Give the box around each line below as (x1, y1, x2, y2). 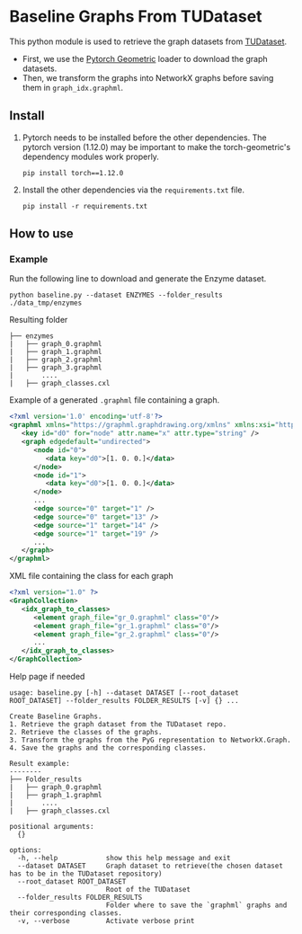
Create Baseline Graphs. (9, 712, 102, 721)
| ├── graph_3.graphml (9, 363, 102, 372)
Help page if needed (9, 672, 85, 682)
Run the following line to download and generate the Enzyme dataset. (9, 273, 267, 284)
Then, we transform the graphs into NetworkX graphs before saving (22, 72, 274, 83)
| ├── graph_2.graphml (9, 355, 102, 365)
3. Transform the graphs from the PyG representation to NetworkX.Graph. (9, 735, 292, 745)
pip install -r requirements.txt (22, 201, 148, 210)
